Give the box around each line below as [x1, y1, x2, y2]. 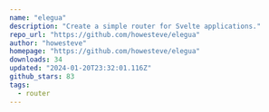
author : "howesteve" [9, 38, 88, 48]
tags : [9, 80, 30, 89]
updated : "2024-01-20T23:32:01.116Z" [9, 64, 152, 73]
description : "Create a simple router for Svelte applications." [9, 22, 261, 31]
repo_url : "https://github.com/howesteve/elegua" [9, 30, 201, 39]
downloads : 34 [9, 55, 63, 64]
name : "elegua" [9, 13, 67, 23]
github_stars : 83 [9, 72, 75, 81]
